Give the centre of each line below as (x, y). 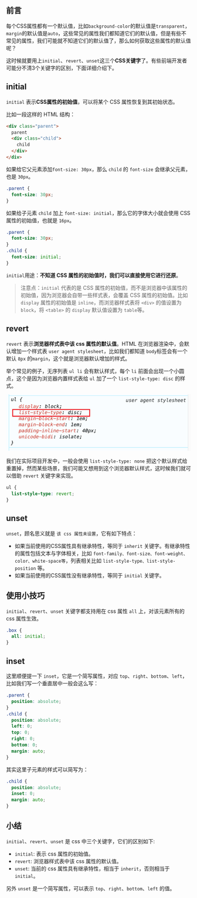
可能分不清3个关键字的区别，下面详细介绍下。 (62, 68)
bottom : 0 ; (25, 745)
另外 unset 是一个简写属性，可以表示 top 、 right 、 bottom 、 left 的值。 (91, 888)
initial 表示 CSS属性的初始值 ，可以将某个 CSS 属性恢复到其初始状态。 (92, 101)
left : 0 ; (22, 727)
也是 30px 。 (20, 176)
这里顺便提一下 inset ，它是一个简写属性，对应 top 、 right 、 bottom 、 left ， (97, 676)
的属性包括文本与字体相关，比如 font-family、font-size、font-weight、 (101, 553)
